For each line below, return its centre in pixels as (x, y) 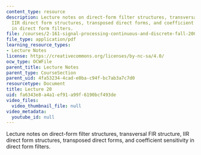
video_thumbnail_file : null (47, 106)
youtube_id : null (33, 117)
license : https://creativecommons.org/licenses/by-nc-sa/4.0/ (85, 56)
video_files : (22, 100)
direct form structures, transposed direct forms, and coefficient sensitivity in (100, 140)
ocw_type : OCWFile (29, 61)
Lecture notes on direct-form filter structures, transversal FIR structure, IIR (98, 134)
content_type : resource (36, 12)
